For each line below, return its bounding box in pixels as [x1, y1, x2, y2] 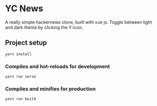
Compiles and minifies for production [5, 85, 96, 92]
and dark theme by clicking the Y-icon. [5, 24, 83, 30]
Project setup [5, 39, 48, 47]
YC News [5, 3, 43, 14]
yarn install [5, 52, 32, 56]
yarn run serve [5, 74, 36, 79]
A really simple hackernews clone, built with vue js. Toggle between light [5, 19, 152, 25]
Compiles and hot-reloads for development [5, 63, 110, 70]
